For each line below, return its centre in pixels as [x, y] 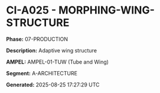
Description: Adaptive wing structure [52, 50]
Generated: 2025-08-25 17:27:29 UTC [53, 84]
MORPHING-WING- [107, 10]
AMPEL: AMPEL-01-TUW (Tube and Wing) [58, 62]
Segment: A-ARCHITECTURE [42, 73]
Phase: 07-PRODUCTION [37, 39]
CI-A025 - [31, 10]
